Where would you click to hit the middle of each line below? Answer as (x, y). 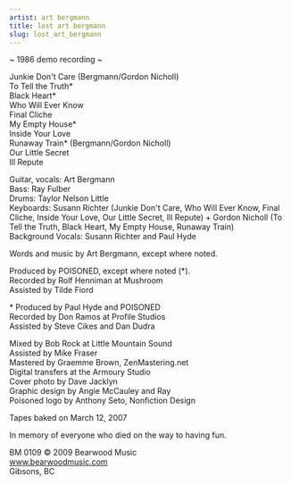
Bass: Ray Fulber (40, 189)
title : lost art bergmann (57, 26)
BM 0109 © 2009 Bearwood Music (73, 453)
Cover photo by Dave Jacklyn (64, 381)
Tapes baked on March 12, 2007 (68, 418)
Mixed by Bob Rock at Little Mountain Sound (91, 344)
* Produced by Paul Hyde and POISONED (85, 307)
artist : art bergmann (50, 17)
